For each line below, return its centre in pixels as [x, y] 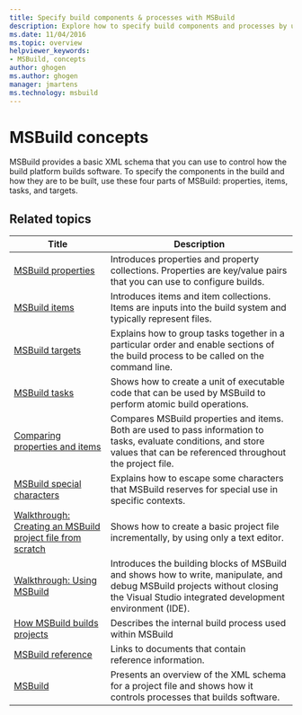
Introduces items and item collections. [191, 296]
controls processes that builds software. [195, 697]
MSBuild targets [48, 350]
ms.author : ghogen [44, 76]
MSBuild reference [53, 655]
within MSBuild [142, 634]
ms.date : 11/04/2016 [48, 34]
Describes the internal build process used [198, 623]
